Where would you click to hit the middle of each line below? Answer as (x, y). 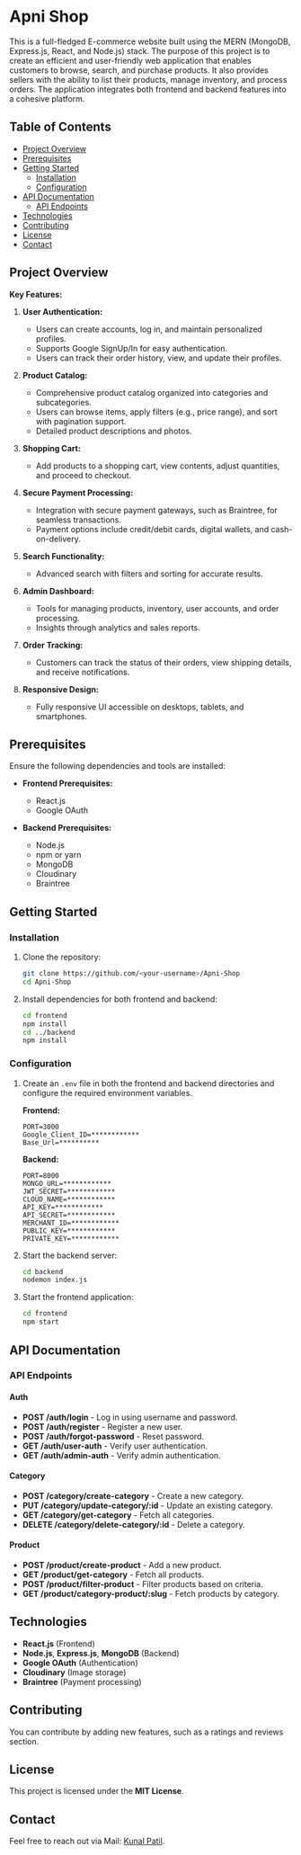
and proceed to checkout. (84, 475)
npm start (41, 1322)
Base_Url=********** (61, 1142)
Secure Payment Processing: (78, 493)
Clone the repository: (62, 957)
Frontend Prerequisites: (67, 783)
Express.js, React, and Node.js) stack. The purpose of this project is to (140, 50)
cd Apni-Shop (47, 982)
